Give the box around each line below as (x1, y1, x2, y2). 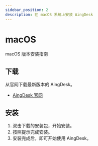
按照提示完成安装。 (12, 129, 53, 135)
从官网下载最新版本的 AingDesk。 (5, 82, 75, 88)
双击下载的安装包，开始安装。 (12, 123, 74, 129)
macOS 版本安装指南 (5, 51, 48, 57)
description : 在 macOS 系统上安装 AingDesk (5, 12, 93, 17)
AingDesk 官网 (12, 92, 43, 98)
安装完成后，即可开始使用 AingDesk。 (12, 135, 91, 141)
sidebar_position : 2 (5, 7, 49, 13)
